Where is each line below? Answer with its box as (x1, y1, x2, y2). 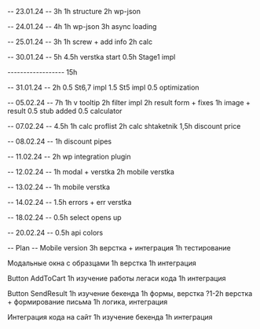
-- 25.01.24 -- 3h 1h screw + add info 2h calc (7, 37, 153, 46)
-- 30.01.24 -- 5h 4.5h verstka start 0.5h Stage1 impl (7, 53, 176, 61)
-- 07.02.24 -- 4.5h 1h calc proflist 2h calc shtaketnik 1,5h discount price (7, 122, 241, 130)
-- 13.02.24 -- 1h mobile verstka (7, 182, 111, 192)
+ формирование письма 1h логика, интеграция (7, 298, 168, 306)
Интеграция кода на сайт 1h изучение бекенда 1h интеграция (7, 313, 213, 321)
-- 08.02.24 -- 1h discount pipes (7, 137, 112, 146)
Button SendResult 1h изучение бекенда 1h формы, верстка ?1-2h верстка (7, 289, 253, 298)
